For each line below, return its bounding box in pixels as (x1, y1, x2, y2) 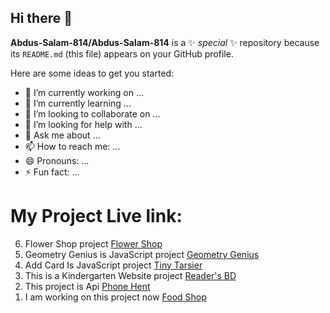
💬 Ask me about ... (24, 129, 101, 141)
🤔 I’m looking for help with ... (24, 118, 143, 130)
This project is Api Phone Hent (24, 280, 151, 292)
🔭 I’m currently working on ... (24, 86, 144, 98)
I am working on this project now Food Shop (24, 291, 207, 303)
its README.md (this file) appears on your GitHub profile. (10, 47, 234, 60)
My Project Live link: (10, 205, 183, 227)
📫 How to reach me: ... (24, 140, 121, 152)
